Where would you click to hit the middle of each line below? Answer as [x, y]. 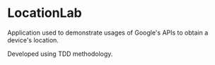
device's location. [33, 40]
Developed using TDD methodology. [60, 54]
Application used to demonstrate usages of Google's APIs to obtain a [108, 32]
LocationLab [45, 13]
